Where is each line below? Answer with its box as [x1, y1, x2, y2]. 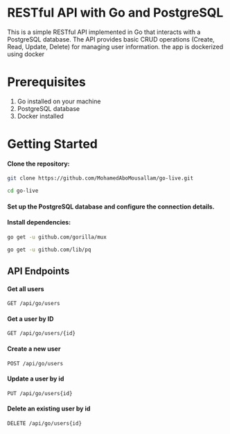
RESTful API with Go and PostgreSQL [7, 5, 224, 21]
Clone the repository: [7, 159, 70, 168]
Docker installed [17, 112, 64, 120]
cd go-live [7, 187, 39, 195]
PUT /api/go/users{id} [7, 390, 73, 397]
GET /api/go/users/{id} [7, 330, 76, 337]
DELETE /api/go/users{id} [7, 419, 82, 427]
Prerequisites [7, 74, 87, 90]
